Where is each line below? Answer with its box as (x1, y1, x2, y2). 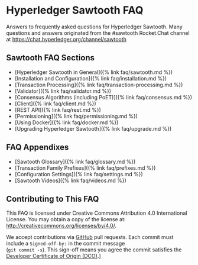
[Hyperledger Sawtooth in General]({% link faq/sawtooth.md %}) (14, 69, 173, 76)
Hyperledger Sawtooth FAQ (6, 4, 144, 17)
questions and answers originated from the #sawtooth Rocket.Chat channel (6, 29, 190, 36)
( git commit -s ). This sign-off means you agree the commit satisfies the (6, 246, 182, 253)
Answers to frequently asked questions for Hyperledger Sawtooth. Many (6, 23, 183, 30)
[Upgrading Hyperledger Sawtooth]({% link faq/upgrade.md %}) (14, 125, 172, 132)
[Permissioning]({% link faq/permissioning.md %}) (14, 112, 138, 119)
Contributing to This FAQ (6, 193, 99, 204)
